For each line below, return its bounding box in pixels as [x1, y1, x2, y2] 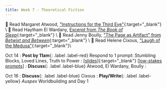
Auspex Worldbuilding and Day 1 [22, 78, 89, 84]
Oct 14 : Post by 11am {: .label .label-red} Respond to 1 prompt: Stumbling [5, 52, 156, 58]
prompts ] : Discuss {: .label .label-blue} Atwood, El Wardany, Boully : [5, 63, 147, 69]
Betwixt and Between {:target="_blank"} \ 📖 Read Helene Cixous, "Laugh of [5, 37, 160, 43]
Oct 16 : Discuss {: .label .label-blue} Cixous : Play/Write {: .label [5, 72, 137, 78]
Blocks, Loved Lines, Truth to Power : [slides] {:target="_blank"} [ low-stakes [5, 57, 162, 63]
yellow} [5, 78, 21, 84]
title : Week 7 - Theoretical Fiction [5, 7, 85, 13]
